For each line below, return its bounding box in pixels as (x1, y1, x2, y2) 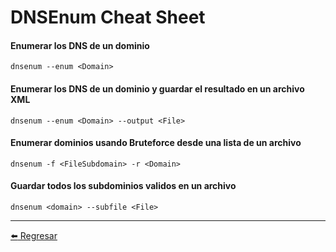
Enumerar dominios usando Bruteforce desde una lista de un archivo (10, 137, 302, 149)
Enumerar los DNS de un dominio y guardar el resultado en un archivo (10, 82, 305, 95)
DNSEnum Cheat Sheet (10, 6, 206, 29)
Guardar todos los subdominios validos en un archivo (10, 180, 237, 192)
